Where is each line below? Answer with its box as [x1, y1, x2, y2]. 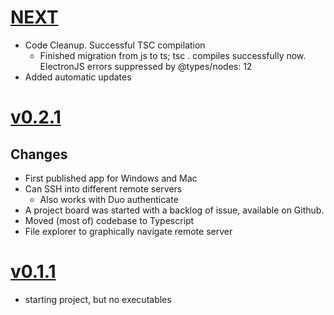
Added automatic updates [24, 71, 132, 83]
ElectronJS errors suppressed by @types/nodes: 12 [39, 60, 253, 72]
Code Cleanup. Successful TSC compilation [24, 39, 206, 51]
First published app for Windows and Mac [24, 172, 198, 184]
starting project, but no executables [24, 293, 172, 305]
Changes [10, 146, 68, 163]
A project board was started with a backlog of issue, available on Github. [24, 204, 325, 216]
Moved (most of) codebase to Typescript [24, 214, 195, 226]
